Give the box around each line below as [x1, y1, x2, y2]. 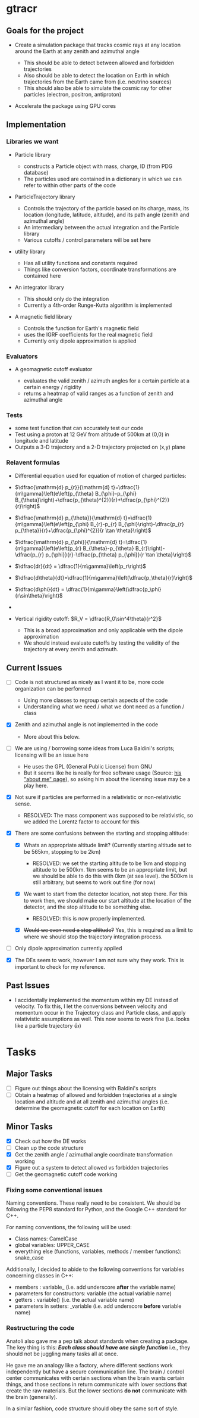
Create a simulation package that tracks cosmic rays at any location [14, 41, 181, 48]
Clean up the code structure [14, 1144, 84, 1151]
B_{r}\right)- [135, 545, 165, 552]
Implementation [6, 120, 67, 130]
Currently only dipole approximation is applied [23, 337, 137, 344]
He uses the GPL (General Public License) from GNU [23, 763, 153, 770]
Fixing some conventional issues [6, 1186, 103, 1194]
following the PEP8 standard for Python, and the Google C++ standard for [6, 1206, 187, 1213]
